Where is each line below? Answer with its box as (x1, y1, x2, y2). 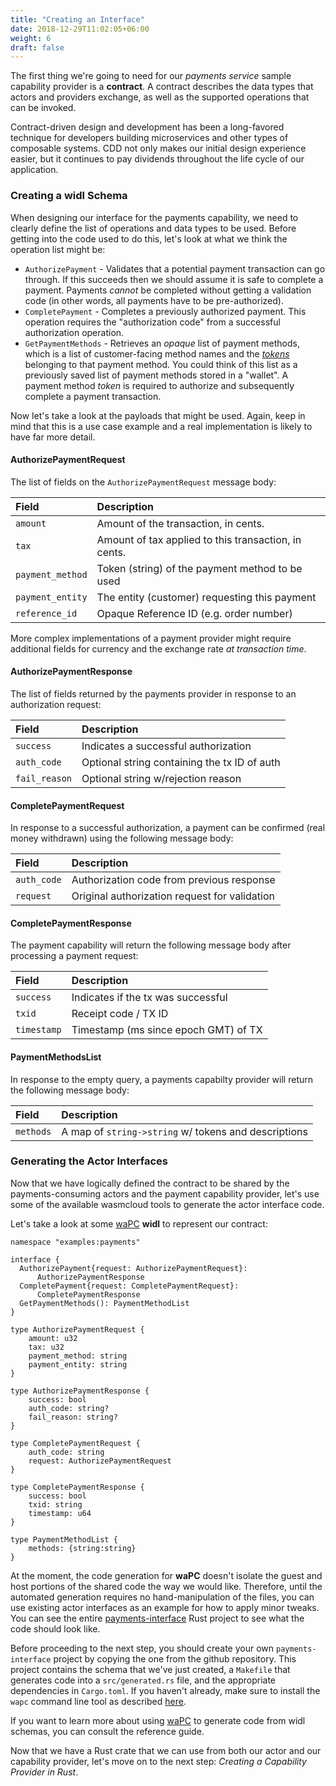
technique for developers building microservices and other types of (10, 132, 289, 144)
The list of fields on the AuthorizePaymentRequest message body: (10, 476, 277, 488)
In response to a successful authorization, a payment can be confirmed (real (10, 822, 326, 834)
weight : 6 (10, 33, 52, 43)
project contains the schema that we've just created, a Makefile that (10, 1663, 291, 1675)
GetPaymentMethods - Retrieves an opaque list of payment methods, (24, 337, 300, 349)
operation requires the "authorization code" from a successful (24, 316, 281, 328)
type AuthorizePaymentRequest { (10, 1324, 145, 1335)
